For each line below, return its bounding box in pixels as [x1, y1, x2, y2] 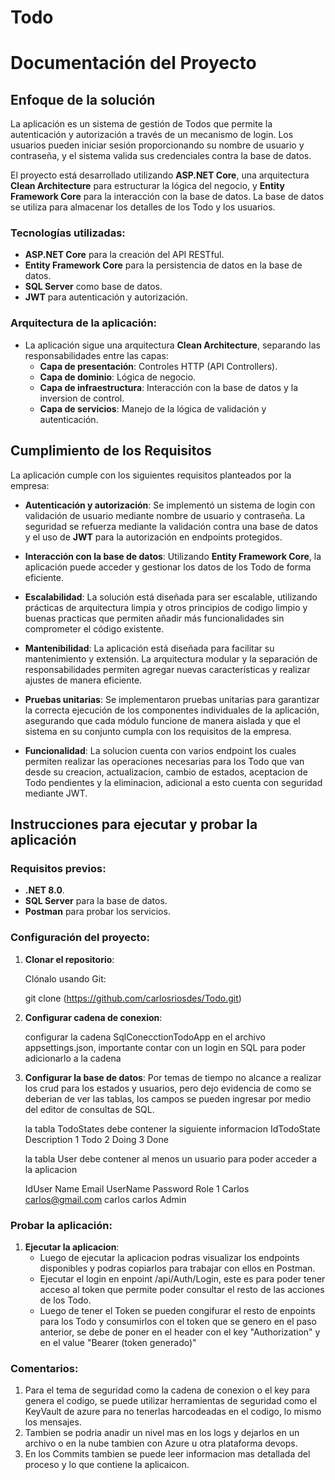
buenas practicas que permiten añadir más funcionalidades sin [24, 612, 285, 624]
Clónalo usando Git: [24, 972, 107, 985]
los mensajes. [24, 1416, 82, 1428]
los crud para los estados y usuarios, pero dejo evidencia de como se [24, 1082, 312, 1094]
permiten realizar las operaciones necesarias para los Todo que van [24, 755, 305, 767]
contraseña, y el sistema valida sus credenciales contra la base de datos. [10, 150, 312, 162]
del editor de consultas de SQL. [24, 1103, 155, 1115]
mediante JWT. [24, 787, 88, 799]
